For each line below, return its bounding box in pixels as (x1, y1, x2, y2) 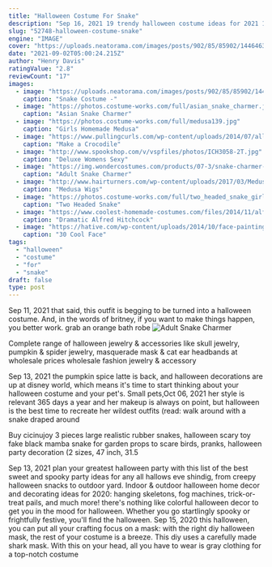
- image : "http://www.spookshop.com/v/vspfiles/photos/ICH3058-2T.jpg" (15, 148, 263, 156)
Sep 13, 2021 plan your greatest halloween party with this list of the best (8, 463, 249, 473)
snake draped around (8, 415, 80, 424)
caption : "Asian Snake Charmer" (23, 110, 132, 118)
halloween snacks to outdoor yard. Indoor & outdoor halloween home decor (8, 480, 261, 491)
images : (8, 79, 35, 88)
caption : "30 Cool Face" (23, 230, 107, 239)
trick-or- (227, 489, 257, 499)
